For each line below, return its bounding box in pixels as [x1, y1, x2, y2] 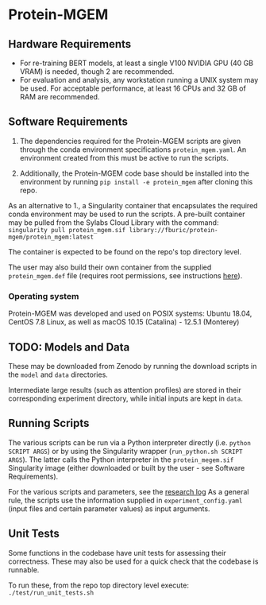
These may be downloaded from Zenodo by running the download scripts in [8, 361, 257, 370]
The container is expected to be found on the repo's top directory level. [8, 246, 242, 256]
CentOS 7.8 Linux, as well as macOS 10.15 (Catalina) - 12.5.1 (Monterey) [8, 317, 240, 327]
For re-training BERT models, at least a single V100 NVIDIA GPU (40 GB [19, 58, 254, 68]
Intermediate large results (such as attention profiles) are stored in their [8, 385, 241, 394]
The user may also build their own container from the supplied [8, 262, 212, 272]
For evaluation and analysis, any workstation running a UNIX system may [19, 76, 259, 84]
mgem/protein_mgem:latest [8, 233, 94, 241]
